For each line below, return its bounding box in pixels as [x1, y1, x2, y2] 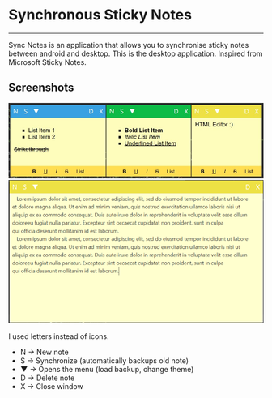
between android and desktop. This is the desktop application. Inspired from [8, 49, 263, 58]
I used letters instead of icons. [8, 332, 109, 341]
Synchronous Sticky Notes [8, 6, 193, 24]
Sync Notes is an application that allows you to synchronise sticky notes [8, 40, 249, 49]
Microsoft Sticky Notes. [8, 57, 87, 66]
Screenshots [8, 81, 74, 95]
